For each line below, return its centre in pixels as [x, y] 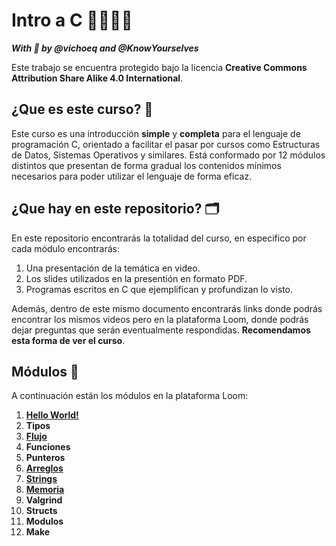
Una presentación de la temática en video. [113, 268]
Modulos [44, 521]
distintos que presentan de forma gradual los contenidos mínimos [146, 165]
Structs [41, 511]
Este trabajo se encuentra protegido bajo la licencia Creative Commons [159, 67]
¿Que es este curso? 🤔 [82, 109]
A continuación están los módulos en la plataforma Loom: [130, 396]
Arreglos [44, 468]
